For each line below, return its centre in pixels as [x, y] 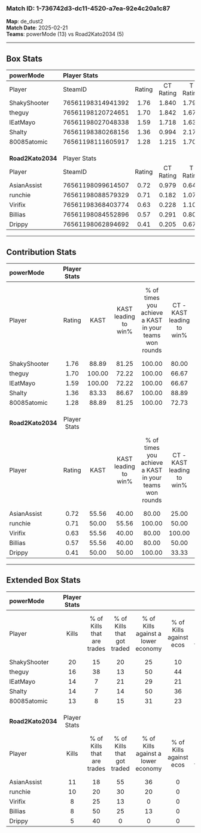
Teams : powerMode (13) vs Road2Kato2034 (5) [65, 34]
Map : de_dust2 [25, 22]
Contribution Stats [41, 252]
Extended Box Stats [43, 580]
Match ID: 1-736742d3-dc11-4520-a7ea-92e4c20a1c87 [88, 8]
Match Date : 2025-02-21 [37, 28]
